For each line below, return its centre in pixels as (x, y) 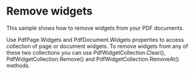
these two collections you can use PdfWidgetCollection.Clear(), (86, 52)
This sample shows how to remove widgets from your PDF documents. (95, 28)
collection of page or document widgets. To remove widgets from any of (97, 46)
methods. (18, 66)
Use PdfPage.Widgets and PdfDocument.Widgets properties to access (95, 39)
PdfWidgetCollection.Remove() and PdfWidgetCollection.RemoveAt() (93, 59)
